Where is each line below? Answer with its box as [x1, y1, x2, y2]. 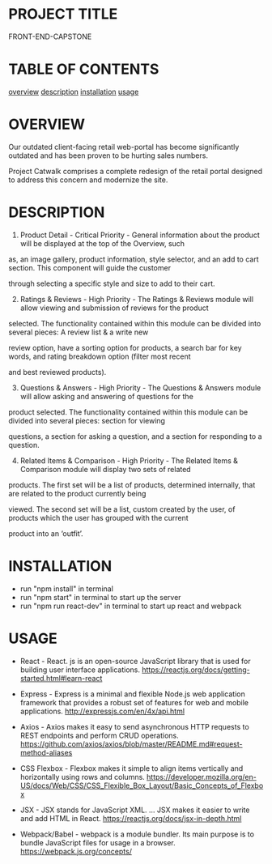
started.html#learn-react [19, 673, 103, 683]
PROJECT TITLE [8, 5, 118, 23]
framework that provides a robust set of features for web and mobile [19, 697, 249, 707]
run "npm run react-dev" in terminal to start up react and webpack [19, 601, 242, 611]
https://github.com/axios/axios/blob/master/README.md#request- [19, 738, 243, 749]
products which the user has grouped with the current [8, 513, 189, 522]
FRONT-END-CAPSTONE [8, 32, 92, 41]
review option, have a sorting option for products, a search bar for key [8, 343, 242, 352]
